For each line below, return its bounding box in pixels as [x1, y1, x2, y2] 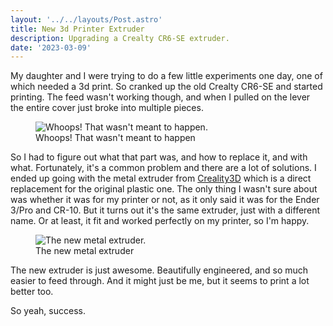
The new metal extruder [35, 245, 135, 257]
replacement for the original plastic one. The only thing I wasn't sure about [10, 183, 318, 195]
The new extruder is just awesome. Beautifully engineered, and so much [10, 264, 309, 276]
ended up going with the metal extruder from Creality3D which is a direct [10, 172, 312, 185]
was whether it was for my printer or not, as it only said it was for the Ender [10, 194, 320, 206]
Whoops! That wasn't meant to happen [35, 132, 196, 144]
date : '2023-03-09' [10, 42, 92, 53]
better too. [10, 286, 54, 298]
